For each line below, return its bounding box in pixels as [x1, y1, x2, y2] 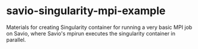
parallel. [6, 36, 26, 43]
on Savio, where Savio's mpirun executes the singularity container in [6, 30, 176, 37]
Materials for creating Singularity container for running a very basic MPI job [6, 24, 193, 31]
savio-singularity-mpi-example [6, 4, 166, 18]
